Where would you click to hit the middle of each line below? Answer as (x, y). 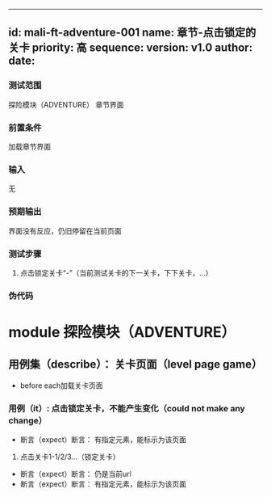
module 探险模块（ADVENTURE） (122, 332)
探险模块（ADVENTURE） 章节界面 (66, 104)
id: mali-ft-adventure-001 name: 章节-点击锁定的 (132, 33)
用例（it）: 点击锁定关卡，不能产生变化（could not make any (127, 408)
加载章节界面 (29, 146)
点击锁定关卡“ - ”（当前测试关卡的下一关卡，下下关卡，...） (116, 272)
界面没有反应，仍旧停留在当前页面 (65, 230)
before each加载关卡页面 (61, 385)
